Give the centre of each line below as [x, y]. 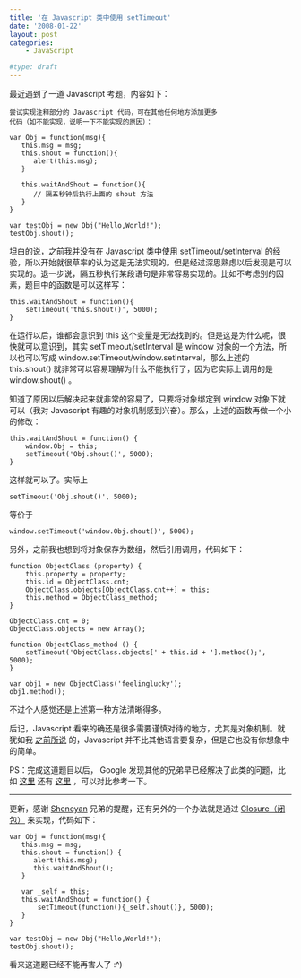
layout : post [34, 34]
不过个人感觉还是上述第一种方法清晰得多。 [88, 710]
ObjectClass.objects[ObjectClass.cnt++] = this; [118, 590]
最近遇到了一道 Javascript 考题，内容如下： [90, 94]
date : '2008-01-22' [46, 26]
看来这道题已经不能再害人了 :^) [66, 964]
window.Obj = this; [62, 446]
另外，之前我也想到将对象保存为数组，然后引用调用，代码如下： [127, 549]
